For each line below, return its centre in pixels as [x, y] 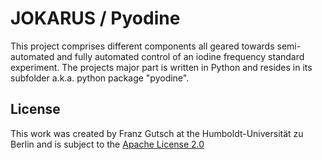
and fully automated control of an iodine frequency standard [180, 56]
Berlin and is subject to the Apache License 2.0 [107, 144]
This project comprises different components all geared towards [142, 46]
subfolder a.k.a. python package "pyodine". [100, 78]
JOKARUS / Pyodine [95, 18]
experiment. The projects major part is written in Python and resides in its [161, 67]
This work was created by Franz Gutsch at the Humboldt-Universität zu [157, 133]
